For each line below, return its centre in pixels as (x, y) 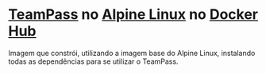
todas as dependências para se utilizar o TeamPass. (93, 61)
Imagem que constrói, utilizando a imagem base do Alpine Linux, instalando (132, 53)
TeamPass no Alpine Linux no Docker (133, 15)
